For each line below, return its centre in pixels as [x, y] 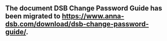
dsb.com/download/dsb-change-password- [77, 24]
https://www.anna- [93, 16]
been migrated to [33, 16]
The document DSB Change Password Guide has [84, 8]
